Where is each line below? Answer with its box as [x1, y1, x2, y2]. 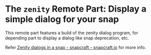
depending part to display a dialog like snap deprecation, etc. [5, 35, 129, 41]
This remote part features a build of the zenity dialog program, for [5, 30, 139, 36]
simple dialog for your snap [5, 14, 119, 25]
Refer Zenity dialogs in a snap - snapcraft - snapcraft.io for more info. [5, 44, 146, 50]
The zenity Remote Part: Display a [5, 3, 147, 15]
